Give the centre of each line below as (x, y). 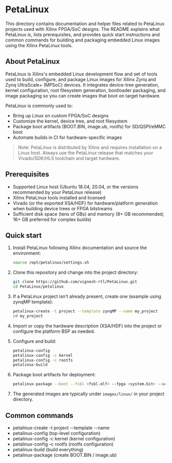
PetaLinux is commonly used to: (39, 106)
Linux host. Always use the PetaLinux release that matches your (85, 153)
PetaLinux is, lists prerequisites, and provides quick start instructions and (83, 34)
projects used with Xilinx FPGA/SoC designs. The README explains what (83, 29)
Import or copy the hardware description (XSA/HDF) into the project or (87, 326)
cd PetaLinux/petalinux (38, 287)
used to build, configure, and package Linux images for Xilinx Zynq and (81, 79)
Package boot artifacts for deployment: (54, 375)
